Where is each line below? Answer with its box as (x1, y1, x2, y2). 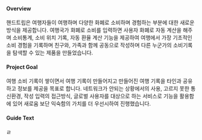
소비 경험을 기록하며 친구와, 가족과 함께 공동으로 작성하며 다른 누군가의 (6, 42, 172, 49)
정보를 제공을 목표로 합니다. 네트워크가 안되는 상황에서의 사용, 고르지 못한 (17, 85, 190, 92)
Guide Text (6, 115, 34, 121)
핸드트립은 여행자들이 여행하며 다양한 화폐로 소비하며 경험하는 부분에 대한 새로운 (6, 19, 195, 27)
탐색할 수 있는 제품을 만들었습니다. (12, 49, 93, 57)
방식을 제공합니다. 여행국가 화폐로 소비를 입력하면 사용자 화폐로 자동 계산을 (6, 27, 182, 34)
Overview (6, 5, 31, 12)
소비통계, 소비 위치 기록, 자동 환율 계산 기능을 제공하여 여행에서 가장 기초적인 (12, 34, 193, 42)
